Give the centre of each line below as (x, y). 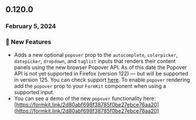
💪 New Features (28, 42)
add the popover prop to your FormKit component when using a (90, 86)
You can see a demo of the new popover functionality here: (85, 98)
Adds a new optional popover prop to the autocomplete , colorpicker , (96, 54)
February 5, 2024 (31, 26)
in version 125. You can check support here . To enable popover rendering (102, 80)
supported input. (34, 92)
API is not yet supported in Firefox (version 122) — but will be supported (101, 73)
